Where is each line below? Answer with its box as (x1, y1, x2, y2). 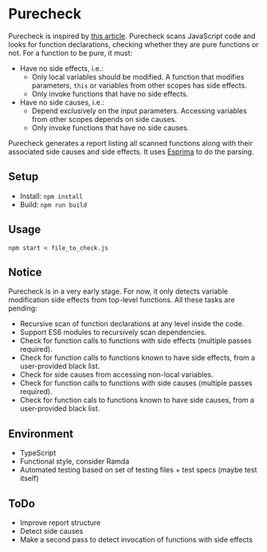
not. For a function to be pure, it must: (8, 48, 133, 57)
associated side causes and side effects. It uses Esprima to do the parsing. (8, 147, 254, 156)
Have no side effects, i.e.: (19, 63, 104, 73)
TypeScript (19, 448, 57, 458)
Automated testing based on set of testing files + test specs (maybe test (19, 465, 257, 475)
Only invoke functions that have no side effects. (31, 89, 189, 98)
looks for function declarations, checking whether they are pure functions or (8, 39, 259, 49)
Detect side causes (19, 526, 84, 535)
